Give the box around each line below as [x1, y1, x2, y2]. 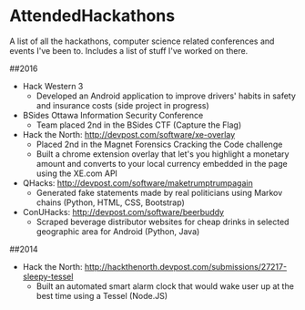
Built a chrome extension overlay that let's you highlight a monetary [36, 148, 290, 160]
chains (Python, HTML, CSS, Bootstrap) [36, 197, 185, 208]
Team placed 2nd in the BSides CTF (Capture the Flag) [36, 119, 242, 130]
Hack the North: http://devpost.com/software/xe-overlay [22, 129, 236, 139]
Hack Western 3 [22, 80, 84, 91]
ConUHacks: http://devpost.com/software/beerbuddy [22, 206, 225, 217]
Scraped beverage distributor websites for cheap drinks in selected [36, 216, 290, 227]
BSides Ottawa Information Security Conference [22, 109, 204, 120]
